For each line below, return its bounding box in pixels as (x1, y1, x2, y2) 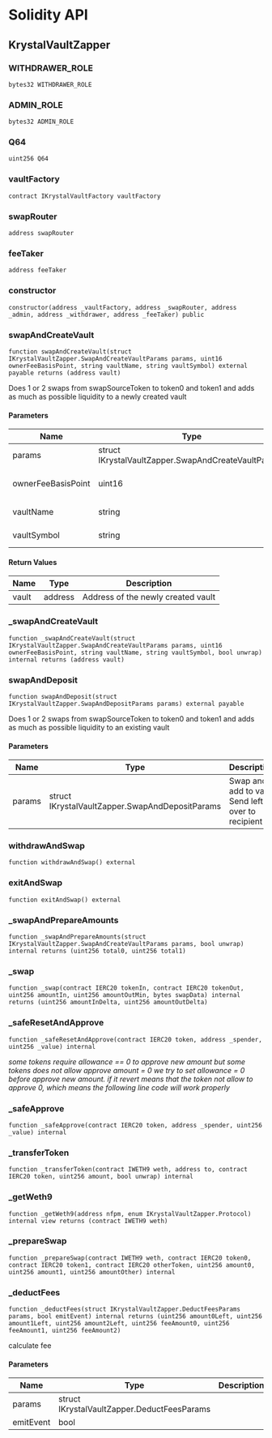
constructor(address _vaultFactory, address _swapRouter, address (8, 303, 237, 311)
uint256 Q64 (8, 155, 49, 163)
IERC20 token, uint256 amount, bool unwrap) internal (8, 1173, 194, 1181)
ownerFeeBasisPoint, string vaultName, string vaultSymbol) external (8, 362, 249, 370)
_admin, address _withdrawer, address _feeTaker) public (8, 310, 205, 319)
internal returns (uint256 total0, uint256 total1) (8, 947, 186, 956)
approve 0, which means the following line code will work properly (8, 1082, 231, 1092)
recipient (229, 816, 263, 828)
